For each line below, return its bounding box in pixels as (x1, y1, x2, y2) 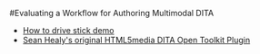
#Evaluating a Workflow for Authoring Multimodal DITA (9, 8, 215, 18)
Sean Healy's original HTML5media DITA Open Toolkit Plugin (22, 35, 251, 45)
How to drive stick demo (22, 25, 115, 35)
